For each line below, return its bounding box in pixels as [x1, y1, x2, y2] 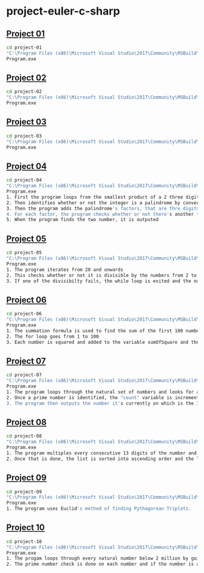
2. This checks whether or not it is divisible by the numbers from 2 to [6, 272, 197, 278]
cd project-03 [6, 132, 42, 139]
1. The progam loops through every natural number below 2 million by [6, 555, 189, 561]
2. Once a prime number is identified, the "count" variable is [6, 394, 172, 400]
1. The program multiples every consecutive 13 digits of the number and [6, 450, 197, 456]
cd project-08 [6, 433, 42, 439]
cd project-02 [6, 89, 42, 95]
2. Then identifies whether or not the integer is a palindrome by [6, 199, 181, 206]
